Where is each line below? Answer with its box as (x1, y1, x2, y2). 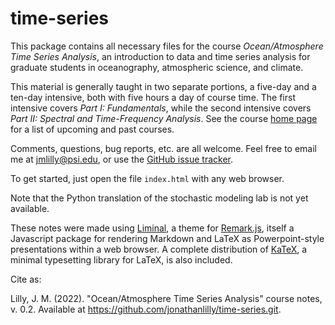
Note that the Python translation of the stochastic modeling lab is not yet (10, 192, 309, 204)
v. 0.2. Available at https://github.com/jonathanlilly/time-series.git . (10, 303, 282, 315)
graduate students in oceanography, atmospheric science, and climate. (10, 61, 304, 73)
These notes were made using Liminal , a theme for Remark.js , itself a (10, 222, 295, 234)
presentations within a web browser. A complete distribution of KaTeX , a (10, 243, 308, 255)
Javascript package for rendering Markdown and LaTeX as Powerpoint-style (10, 232, 325, 244)
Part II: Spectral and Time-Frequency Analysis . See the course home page (10, 112, 318, 124)
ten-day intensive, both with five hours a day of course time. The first (10, 91, 296, 103)
